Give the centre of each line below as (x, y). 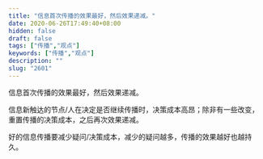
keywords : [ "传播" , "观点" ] (51, 53)
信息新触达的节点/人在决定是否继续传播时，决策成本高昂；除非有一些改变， (134, 109)
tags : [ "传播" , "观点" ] (44, 46)
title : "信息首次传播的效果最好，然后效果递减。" (82, 16)
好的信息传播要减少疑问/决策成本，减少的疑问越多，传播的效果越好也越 (127, 136)
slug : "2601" (30, 69)
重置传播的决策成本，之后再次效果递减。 (76, 119)
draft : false (30, 38)
